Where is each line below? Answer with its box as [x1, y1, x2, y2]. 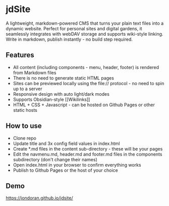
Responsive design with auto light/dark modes [13, 91, 110, 97]
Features [6, 51, 34, 59]
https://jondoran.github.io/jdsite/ [6, 195, 73, 201]
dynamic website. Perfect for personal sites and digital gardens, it [6, 25, 143, 31]
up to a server [13, 86, 42, 92]
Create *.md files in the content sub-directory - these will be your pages [13, 146, 163, 152]
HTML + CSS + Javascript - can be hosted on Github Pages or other [13, 102, 155, 108]
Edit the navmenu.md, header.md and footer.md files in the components [13, 151, 162, 157]
